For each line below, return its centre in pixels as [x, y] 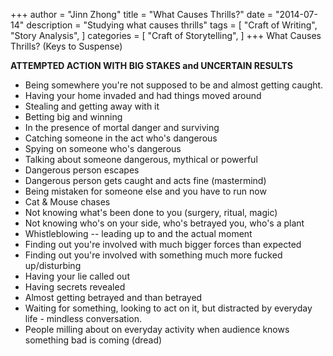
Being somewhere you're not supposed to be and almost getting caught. [174, 85]
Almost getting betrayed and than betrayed [113, 297]
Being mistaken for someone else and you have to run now [145, 191]
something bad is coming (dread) [93, 340]
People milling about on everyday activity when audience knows [157, 329]
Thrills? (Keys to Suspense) [66, 46]
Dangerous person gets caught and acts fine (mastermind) [145, 180]
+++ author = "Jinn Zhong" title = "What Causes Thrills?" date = [141, 14]
